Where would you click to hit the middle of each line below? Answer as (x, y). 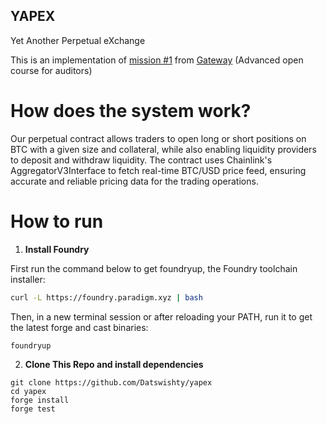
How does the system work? (131, 111)
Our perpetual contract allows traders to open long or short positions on (158, 138)
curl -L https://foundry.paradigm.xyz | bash (106, 297)
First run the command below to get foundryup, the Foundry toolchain (154, 268)
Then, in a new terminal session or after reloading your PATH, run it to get (161, 316)
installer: (28, 279)
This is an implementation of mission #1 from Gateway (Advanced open (157, 60)
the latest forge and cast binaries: (79, 327)
